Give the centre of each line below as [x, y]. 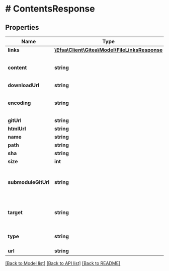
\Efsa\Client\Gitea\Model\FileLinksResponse [109, 50]
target [15, 212]
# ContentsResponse [50, 9]
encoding [19, 103]
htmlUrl [17, 129]
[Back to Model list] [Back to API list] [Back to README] [63, 263]
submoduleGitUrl [29, 182]
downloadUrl [23, 85]
